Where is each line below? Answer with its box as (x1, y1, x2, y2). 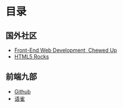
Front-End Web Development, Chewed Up (14, 47, 117, 54)
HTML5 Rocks (14, 53, 49, 60)
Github (14, 88, 31, 95)
